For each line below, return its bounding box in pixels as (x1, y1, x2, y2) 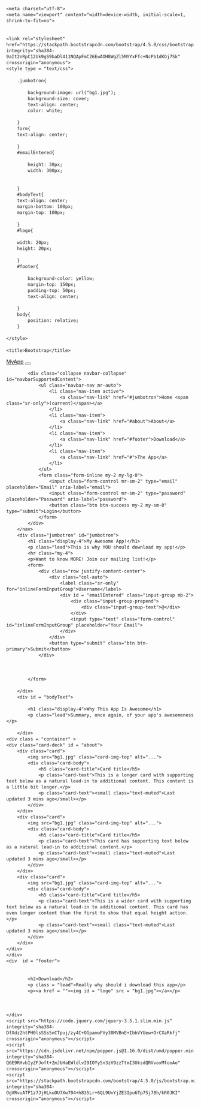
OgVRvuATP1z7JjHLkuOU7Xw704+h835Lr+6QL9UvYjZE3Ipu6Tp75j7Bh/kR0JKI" (6, 1090, 181, 1096)
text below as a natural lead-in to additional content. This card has (6, 904, 188, 910)
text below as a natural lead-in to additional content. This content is (6, 778, 194, 784)
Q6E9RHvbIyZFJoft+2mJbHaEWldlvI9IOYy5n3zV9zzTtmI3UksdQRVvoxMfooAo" (6, 1060, 181, 1066)
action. (169, 910, 188, 916)
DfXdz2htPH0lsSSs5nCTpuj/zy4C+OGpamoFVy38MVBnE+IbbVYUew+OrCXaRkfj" (6, 1030, 181, 1036)
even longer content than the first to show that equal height (6, 910, 167, 916)
